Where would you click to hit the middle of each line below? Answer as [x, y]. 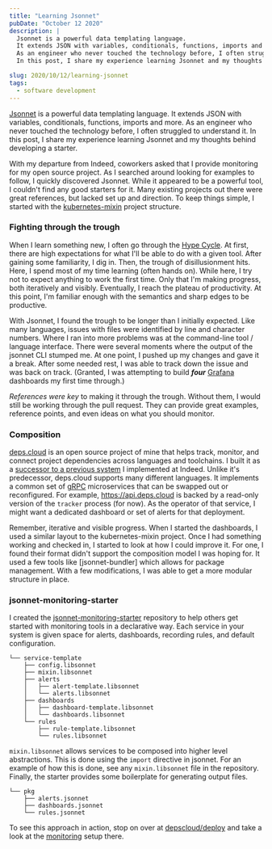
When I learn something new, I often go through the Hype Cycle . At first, [129, 245]
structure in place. [40, 579]
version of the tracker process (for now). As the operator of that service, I [132, 504]
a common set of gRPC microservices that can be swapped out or [119, 486]
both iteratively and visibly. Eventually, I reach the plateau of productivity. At [135, 288]
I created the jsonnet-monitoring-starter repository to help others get [124, 618]
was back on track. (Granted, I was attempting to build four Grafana [122, 372]
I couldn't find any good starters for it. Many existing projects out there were [136, 189]
